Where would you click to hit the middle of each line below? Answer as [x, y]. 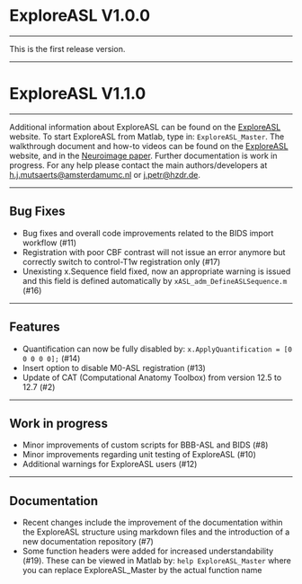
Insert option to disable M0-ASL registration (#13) [114, 367]
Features [35, 327]
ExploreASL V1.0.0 [80, 16]
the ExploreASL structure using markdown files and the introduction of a [156, 532]
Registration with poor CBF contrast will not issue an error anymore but [154, 252]
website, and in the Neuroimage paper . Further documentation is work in [143, 155]
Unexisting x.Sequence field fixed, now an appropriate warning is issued [156, 271]
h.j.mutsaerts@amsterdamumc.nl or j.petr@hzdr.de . [105, 174]
